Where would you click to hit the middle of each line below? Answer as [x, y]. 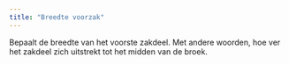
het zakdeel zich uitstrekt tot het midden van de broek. [108, 51]
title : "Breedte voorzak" [57, 17]
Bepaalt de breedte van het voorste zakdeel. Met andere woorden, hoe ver [145, 42]
